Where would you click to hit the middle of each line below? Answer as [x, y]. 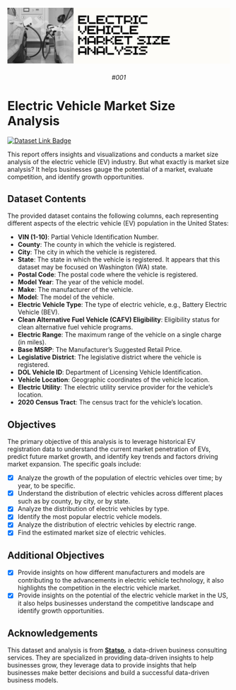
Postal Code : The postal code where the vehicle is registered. [107, 275]
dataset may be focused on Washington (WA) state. [93, 267]
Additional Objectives [56, 555]
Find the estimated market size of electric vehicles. [92, 533]
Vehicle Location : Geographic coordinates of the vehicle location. [113, 380]
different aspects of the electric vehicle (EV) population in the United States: [118, 223]
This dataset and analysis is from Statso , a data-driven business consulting [117, 650]
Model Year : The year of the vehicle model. [81, 282]
